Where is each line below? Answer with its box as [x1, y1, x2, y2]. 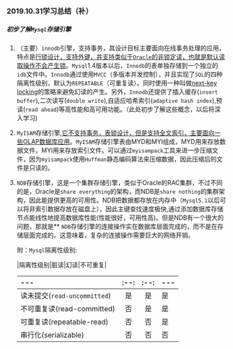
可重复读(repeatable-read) [20, 317, 109, 327]
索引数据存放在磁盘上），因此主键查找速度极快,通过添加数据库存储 [35, 204, 224, 213]
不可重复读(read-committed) [20, 304, 116, 313]
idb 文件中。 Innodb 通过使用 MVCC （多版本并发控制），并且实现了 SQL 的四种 [16, 70, 223, 78]
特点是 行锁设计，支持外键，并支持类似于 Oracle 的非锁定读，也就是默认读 [16, 52, 225, 61]
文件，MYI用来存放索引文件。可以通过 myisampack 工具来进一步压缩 [22, 145, 213, 155]
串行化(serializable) [20, 330, 84, 340]
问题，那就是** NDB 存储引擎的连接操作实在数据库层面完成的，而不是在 [16, 222, 218, 230]
